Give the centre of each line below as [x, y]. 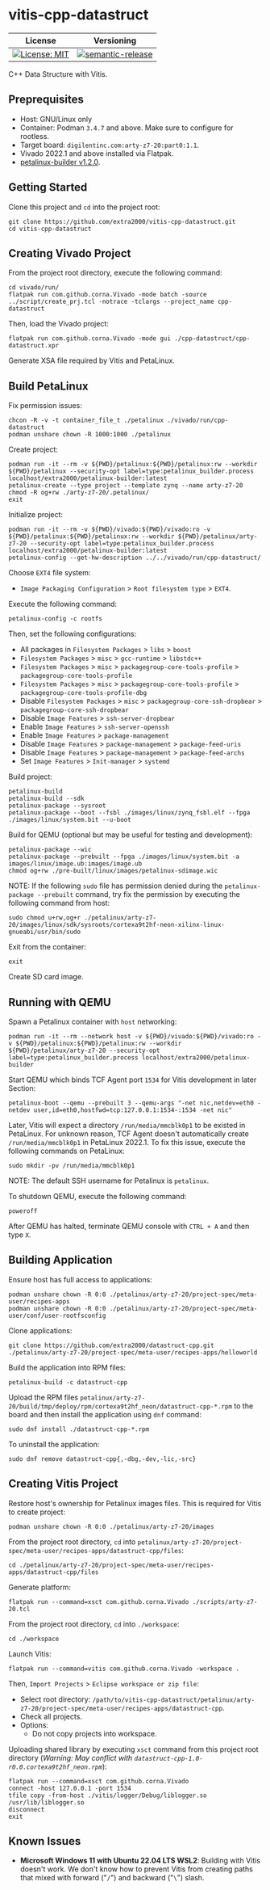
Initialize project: [35, 515]
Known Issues [45, 1841]
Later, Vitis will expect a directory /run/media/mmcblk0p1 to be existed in [127, 1125]
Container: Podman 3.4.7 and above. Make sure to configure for [127, 128]
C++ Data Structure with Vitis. [58, 74]
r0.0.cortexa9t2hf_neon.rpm [56, 1767]
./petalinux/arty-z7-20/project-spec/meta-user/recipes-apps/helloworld [133, 1352]
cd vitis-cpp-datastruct [50, 229]
